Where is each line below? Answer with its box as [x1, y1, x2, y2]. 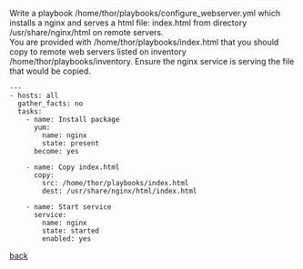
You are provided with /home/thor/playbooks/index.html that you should [9, 36, 279, 47]
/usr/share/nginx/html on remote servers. [9, 27, 164, 37]
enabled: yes [42, 234, 92, 244]
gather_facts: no [17, 99, 84, 108]
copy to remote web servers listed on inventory [9, 46, 187, 57]
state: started [42, 226, 100, 235]
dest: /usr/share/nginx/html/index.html [42, 186, 197, 195]
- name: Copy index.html [25, 163, 120, 172]
